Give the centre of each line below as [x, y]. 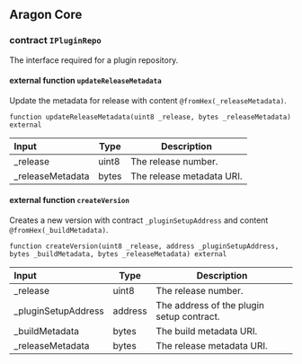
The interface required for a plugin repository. [94, 60]
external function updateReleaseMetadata [85, 81]
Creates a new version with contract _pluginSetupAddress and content [139, 220]
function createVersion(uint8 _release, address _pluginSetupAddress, [144, 246]
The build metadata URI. [207, 332]
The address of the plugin [210, 306]
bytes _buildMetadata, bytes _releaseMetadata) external [118, 254]
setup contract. [188, 316]
